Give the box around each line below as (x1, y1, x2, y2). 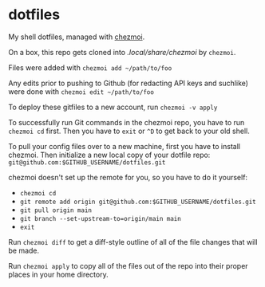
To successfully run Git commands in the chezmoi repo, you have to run (8, 117, 245, 127)
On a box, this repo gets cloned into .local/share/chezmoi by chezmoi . (8, 47, 236, 57)
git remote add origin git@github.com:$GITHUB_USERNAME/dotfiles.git (19, 198, 257, 206)
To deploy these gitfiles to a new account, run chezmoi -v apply (8, 102, 218, 112)
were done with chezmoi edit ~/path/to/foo (8, 86, 154, 96)
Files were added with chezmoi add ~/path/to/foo (8, 62, 172, 73)
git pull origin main (19, 206, 92, 214)
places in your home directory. (8, 269, 109, 279)
